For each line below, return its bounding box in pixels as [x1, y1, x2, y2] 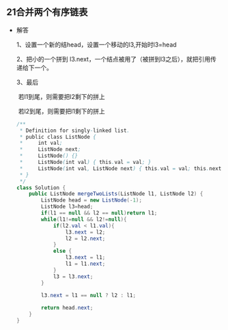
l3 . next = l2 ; [65, 228, 106, 236]
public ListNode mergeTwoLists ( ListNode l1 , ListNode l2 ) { [29, 191, 203, 197]
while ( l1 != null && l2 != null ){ [41, 216, 127, 223]
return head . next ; [41, 305, 94, 312]
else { [53, 248, 72, 255]
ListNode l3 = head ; [41, 204, 94, 210]
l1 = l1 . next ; [65, 260, 106, 268]
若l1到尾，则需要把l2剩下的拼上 [18, 92, 105, 100]
